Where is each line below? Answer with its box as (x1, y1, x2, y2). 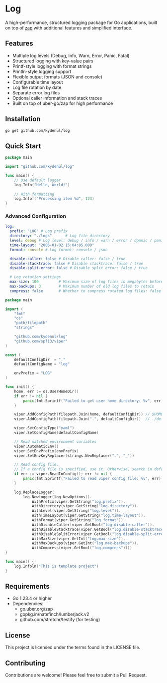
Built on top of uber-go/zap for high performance (12, 100, 113, 106)
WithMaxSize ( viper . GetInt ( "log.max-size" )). (31, 536, 126, 541)
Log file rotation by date (12, 84, 62, 90)
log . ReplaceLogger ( (14, 490, 55, 495)
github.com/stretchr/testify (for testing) (19, 617, 100, 623)
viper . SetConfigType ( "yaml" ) (14, 425, 75, 431)
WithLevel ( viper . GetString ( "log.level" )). (31, 508, 121, 513)
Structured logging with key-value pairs (12, 58, 93, 64)
